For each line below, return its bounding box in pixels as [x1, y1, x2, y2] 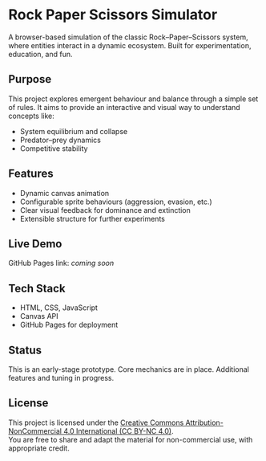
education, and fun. [8, 49, 74, 59]
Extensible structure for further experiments [19, 214, 166, 223]
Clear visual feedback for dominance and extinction [19, 205, 191, 214]
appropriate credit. [8, 443, 70, 453]
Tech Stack [8, 281, 66, 295]
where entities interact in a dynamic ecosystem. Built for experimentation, [8, 40, 252, 50]
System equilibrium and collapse [19, 126, 128, 136]
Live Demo [8, 237, 62, 251]
